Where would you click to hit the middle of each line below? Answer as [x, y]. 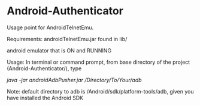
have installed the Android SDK [45, 98]
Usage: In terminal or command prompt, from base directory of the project [99, 62]
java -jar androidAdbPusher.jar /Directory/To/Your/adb [75, 80]
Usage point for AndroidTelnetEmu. [50, 27]
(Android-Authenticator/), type [44, 68]
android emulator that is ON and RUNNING [59, 50]
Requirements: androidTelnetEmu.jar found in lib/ [67, 39]
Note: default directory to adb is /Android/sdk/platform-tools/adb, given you [100, 91]
